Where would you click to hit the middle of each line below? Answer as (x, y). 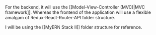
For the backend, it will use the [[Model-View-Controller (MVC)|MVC (75, 7)
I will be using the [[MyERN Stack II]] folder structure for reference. (74, 27)
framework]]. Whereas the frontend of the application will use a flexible (78, 12)
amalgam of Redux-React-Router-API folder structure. (60, 17)
